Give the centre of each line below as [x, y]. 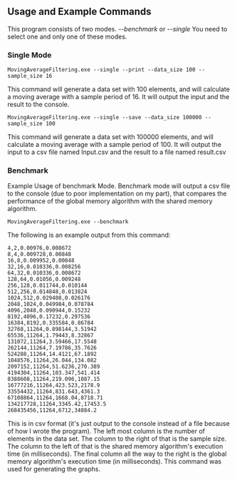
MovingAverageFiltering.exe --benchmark [68, 222]
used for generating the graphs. [54, 469]
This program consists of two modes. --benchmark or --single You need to [117, 29]
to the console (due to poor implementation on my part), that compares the [117, 194]
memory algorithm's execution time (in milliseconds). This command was [115, 461]
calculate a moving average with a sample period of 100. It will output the [115, 145]
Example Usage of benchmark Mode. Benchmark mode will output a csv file [119, 186]
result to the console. [38, 104]
